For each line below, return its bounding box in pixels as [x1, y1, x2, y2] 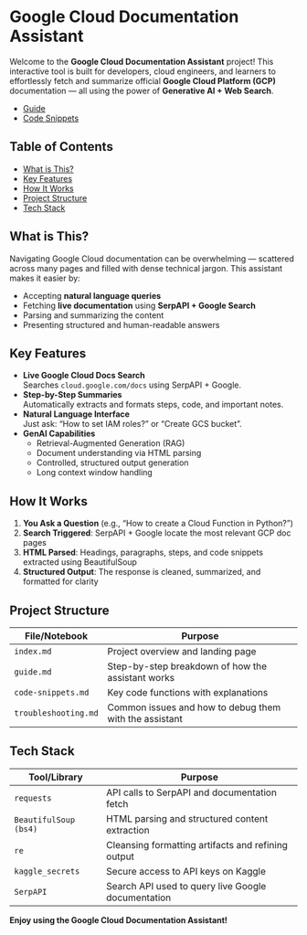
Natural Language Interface [22, 409, 131, 420]
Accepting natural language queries [22, 290, 162, 301]
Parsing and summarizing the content [22, 309, 164, 321]
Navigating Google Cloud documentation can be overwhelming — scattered [9, 253, 294, 264]
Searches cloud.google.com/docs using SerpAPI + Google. [22, 379, 242, 390]
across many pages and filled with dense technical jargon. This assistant [9, 262, 283, 273]
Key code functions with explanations [107, 686, 269, 698]
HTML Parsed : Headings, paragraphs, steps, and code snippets [22, 547, 263, 558]
